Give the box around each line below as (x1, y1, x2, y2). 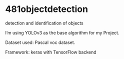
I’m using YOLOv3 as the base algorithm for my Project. (5, 29, 119, 35)
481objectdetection (5, 3, 88, 15)
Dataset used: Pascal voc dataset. (5, 39, 75, 45)
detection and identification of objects (5, 20, 83, 26)
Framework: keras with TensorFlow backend (5, 49, 96, 55)
